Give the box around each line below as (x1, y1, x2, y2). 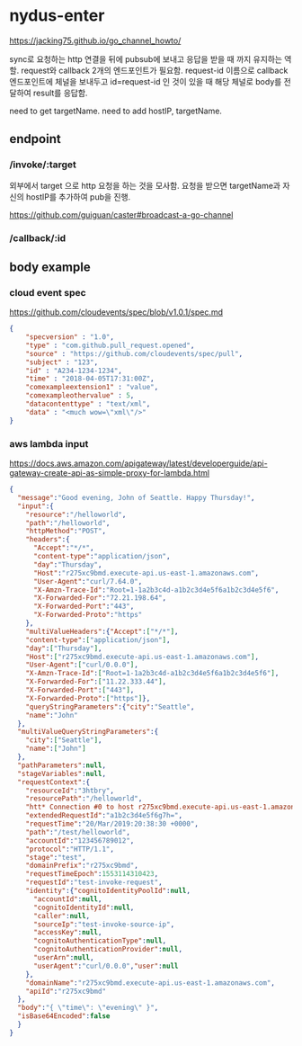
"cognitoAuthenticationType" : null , (32, 936, 167, 945)
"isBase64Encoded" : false (17, 1012, 111, 1021)
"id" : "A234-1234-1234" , (25, 366, 123, 375)
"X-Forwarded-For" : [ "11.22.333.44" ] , (25, 677, 167, 686)
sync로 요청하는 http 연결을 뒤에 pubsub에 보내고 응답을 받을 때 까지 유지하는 (9, 53, 283, 64)
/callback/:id (9, 231, 67, 244)
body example (9, 259, 92, 274)
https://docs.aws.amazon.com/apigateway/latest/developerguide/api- (9, 458, 268, 469)
